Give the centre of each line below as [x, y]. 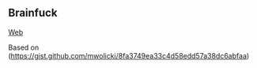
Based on [24, 47]
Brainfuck [33, 13]
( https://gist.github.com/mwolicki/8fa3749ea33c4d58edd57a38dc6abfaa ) [129, 55]
